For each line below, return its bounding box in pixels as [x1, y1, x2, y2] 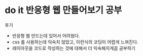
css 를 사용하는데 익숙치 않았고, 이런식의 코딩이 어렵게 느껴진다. [12, 38, 139, 45]
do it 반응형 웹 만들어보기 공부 [5, 4, 122, 16]
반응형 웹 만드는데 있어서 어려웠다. [12, 32, 80, 38]
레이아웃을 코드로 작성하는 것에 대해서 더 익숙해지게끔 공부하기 [12, 45, 135, 51]
